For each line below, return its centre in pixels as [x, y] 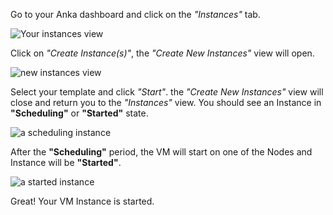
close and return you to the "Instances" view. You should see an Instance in [166, 102]
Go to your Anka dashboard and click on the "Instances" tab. [135, 14]
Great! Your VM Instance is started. [82, 201]
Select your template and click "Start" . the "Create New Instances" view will [167, 92]
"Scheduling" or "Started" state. [79, 113]
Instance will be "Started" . [66, 162]
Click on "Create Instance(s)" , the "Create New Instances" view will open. [162, 53]
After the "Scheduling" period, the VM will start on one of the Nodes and [161, 152]
